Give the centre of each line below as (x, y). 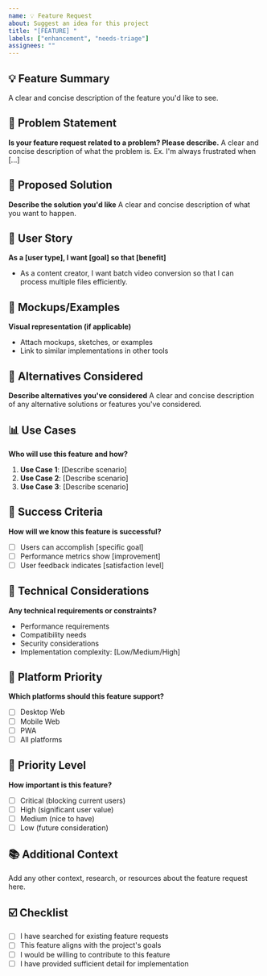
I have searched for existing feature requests (94, 937)
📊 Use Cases (42, 431)
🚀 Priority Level (47, 765)
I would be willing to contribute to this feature (95, 954)
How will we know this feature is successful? (85, 531)
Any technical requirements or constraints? (82, 610)
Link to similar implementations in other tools (94, 351)
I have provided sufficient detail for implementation (104, 963)
